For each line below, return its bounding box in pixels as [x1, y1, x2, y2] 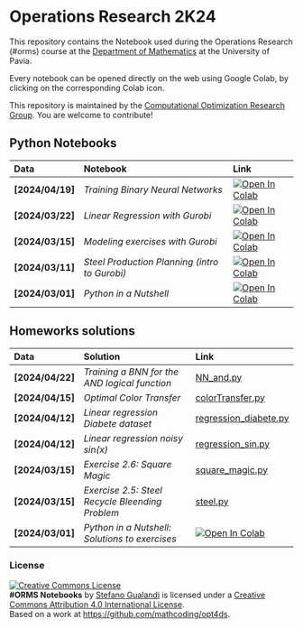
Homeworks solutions [9, 323, 135, 339]
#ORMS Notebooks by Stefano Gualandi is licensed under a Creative [9, 589, 266, 600]
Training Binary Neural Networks [83, 183, 223, 196]
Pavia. [9, 55, 32, 66]
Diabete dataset [83, 417, 151, 429]
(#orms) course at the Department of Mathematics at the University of [9, 45, 271, 56]
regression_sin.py [195, 438, 271, 450]
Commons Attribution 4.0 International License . [9, 598, 185, 610]
